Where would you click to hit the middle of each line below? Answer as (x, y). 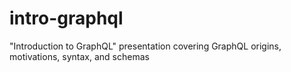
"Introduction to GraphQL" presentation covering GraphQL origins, (145, 46)
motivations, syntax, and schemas (79, 56)
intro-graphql (66, 18)
